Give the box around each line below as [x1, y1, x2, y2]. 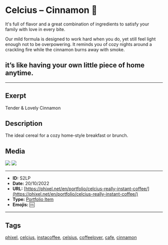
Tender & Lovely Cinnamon [5, 105, 61, 111]
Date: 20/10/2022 [12, 181, 49, 187]
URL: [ [12, 186, 26, 192]
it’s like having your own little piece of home [5, 61, 145, 69]
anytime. [5, 69, 33, 77]
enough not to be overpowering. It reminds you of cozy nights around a [5, 41, 152, 47]
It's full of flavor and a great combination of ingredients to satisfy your [5, 21, 149, 27]
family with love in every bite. [5, 26, 65, 32]
